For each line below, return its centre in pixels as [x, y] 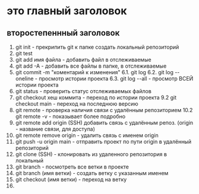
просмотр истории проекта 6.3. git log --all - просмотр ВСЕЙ [116, 79]
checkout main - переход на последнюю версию [77, 104]
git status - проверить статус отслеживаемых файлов [83, 91]
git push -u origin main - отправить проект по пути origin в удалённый [103, 141]
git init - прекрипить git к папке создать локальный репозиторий [97, 47]
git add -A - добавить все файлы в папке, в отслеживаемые [91, 66]
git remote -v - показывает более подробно [70, 116]
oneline [24, 79]
